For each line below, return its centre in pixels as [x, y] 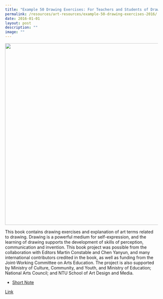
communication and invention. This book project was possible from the [76, 247]
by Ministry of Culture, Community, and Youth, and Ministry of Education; [78, 268]
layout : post [18, 23]
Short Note [23, 282]
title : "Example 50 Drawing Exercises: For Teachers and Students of [77, 9]
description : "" [21, 28]
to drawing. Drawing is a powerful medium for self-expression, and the [76, 237]
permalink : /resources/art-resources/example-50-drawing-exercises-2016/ [81, 14]
